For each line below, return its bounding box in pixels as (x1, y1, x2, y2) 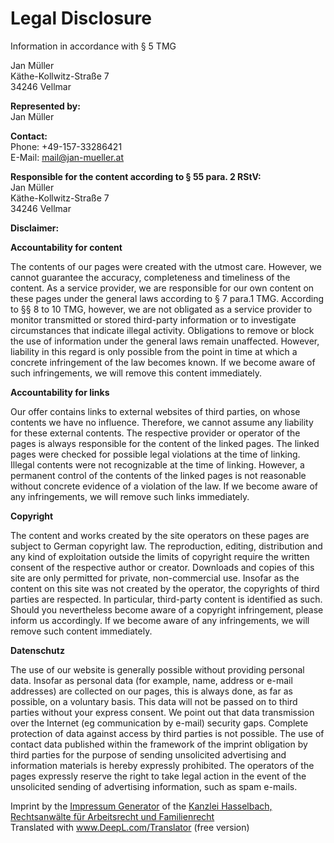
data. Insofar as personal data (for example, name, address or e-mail (10, 674, 293, 686)
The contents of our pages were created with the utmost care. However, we (10, 260, 322, 272)
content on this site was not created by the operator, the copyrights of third (10, 582, 320, 594)
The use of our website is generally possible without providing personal (10, 663, 305, 676)
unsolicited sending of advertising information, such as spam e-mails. (10, 780, 298, 792)
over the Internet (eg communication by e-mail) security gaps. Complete (10, 717, 309, 729)
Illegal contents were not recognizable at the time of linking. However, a (10, 458, 305, 471)
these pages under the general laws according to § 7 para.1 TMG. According (10, 292, 325, 304)
